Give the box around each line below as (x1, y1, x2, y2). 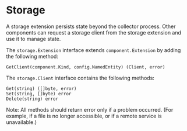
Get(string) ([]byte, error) (6, 85, 77, 91)
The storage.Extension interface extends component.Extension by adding (6, 46, 181, 53)
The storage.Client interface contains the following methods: (6, 74, 154, 81)
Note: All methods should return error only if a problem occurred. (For (6, 106, 174, 113)
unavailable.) (6, 118, 37, 126)
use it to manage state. (6, 35, 61, 42)
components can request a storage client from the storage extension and (6, 29, 182, 36)
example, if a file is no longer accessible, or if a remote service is (6, 112, 162, 119)
